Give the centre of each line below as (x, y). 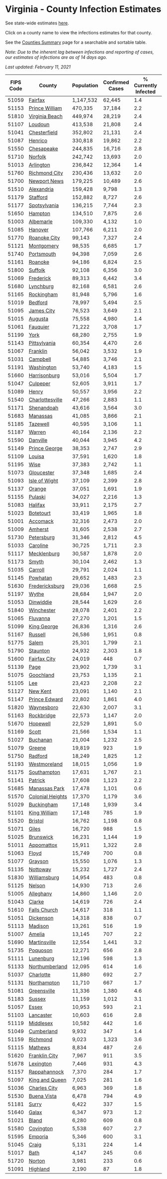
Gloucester (42, 472)
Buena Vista (43, 1096)
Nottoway (40, 869)
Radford (38, 756)
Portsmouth (42, 254)
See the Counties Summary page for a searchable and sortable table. (76, 42)
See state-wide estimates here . (37, 23)
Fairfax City (42, 659)
